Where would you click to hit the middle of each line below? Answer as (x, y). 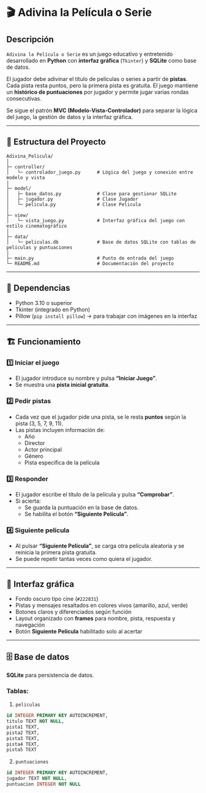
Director (35, 443)
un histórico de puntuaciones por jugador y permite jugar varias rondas (97, 92)
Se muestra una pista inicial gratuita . (63, 385)
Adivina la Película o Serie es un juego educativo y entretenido (90, 54)
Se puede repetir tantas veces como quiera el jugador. (84, 559)
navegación (30, 625)
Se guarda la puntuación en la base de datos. (82, 507)
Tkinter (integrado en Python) (53, 309)
